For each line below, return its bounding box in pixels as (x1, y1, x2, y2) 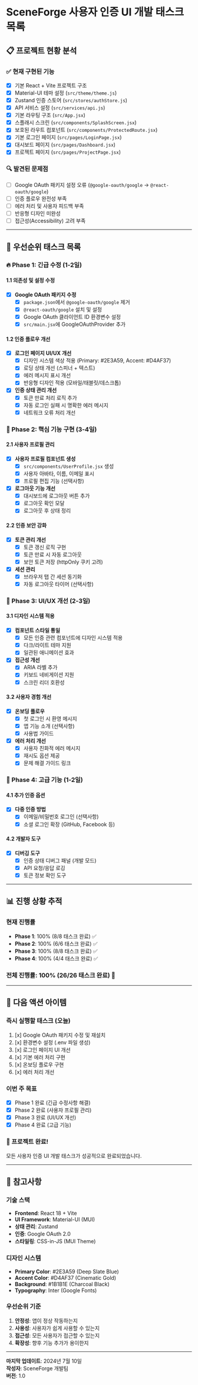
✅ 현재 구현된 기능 (6, 67, 55, 76)
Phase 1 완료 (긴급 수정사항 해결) (14, 1099, 91, 1106)
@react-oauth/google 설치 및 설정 (23, 306, 102, 313)
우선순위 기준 (6, 1302, 41, 1310)
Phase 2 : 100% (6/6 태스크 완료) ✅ (14, 940, 98, 947)
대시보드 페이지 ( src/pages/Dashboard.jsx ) (14, 141, 116, 148)
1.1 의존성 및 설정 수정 (6, 277, 55, 284)
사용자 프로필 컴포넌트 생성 (14, 455, 76, 462)
